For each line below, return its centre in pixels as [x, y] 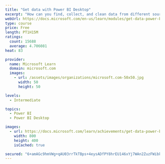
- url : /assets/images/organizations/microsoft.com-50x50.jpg [79, 78]
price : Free [17, 28]
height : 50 [29, 87]
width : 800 [25, 136]
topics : [13, 109]
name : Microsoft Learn [33, 64]
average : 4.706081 [28, 46]
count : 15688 [23, 42]
